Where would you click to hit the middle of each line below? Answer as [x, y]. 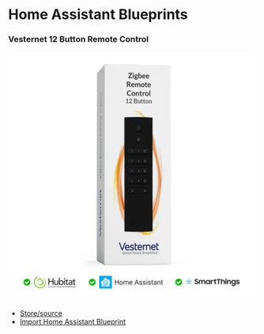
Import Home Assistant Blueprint [73, 322]
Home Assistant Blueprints [98, 15]
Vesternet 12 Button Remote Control [78, 39]
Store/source [41, 313]
